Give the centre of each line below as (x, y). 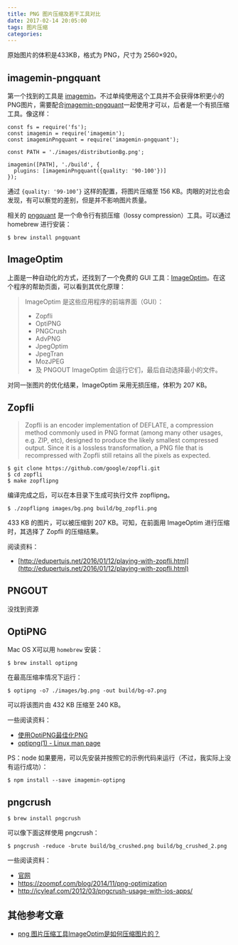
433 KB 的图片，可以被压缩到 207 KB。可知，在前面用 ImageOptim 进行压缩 (119, 522)
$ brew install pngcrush (44, 819)
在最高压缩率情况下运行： (45, 677)
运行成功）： (31, 767)
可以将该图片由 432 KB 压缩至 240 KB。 (66, 705)
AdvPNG (48, 339)
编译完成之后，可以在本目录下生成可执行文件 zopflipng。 (91, 495)
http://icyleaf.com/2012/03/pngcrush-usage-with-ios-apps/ (105, 891)
